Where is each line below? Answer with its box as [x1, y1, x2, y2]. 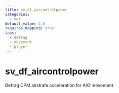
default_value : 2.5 [5, 21, 45, 26]
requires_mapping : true [5, 26, 54, 31]
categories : [5, 12, 30, 17]
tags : [5, 30, 16, 35]
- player [9, 44, 28, 49]
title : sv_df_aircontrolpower [5, 7, 68, 12]
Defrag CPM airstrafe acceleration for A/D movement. [5, 82, 115, 88]
